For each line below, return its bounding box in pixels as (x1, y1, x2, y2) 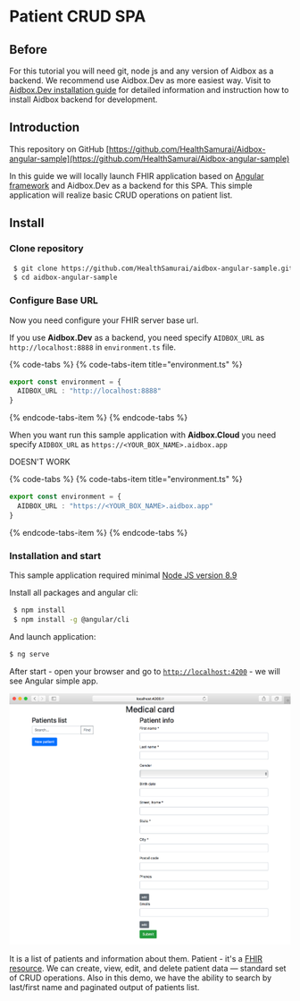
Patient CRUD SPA (9, 6, 146, 27)
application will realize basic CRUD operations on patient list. (9, 190, 233, 200)
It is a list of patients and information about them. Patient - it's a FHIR (9, 953, 263, 963)
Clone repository (9, 242, 84, 255)
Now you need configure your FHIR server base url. (9, 315, 199, 326)
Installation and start (9, 549, 101, 562)
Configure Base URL (9, 294, 98, 307)
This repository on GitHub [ (9, 143, 110, 154)
